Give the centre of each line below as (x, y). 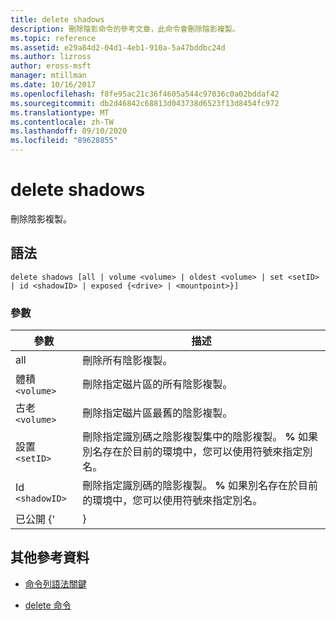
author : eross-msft (51, 66)
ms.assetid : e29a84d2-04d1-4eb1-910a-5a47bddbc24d (118, 47)
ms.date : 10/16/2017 (53, 85)
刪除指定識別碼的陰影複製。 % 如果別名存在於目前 (200, 486)
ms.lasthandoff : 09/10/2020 (69, 131)
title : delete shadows (57, 19)
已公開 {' (35, 519)
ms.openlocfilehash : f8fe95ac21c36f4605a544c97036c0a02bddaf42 (145, 94)
